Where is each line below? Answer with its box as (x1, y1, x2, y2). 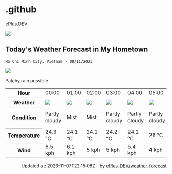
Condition (12, 114, 37, 121)
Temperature (8, 132, 40, 139)
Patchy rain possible (5, 77, 49, 83)
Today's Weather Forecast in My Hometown (5, 45, 148, 54)
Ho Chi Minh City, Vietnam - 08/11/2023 (5, 59, 93, 64)
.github (5, 4, 37, 15)
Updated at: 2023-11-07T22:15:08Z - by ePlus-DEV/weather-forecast (21, 163, 167, 169)
